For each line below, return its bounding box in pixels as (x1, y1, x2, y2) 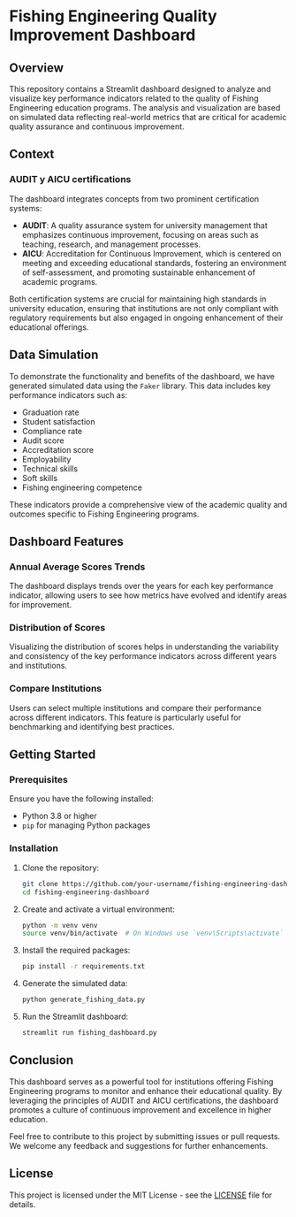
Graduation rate (21, 407, 80, 417)
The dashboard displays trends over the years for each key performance (9, 581, 274, 592)
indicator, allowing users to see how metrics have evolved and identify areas (9, 590, 287, 601)
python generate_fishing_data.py (21, 995, 146, 1005)
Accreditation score (21, 444, 95, 455)
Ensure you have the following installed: (9, 793, 155, 804)
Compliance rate (21, 425, 83, 436)
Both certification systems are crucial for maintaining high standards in (9, 294, 267, 304)
